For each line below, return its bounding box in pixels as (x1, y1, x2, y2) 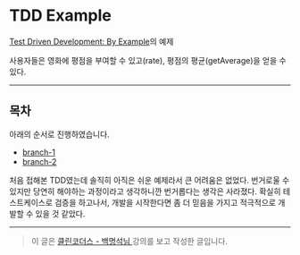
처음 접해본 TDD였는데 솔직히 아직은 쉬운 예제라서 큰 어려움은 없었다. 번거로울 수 (9, 174, 290, 185)
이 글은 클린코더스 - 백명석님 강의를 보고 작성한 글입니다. (30, 235, 228, 246)
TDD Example (9, 5, 112, 26)
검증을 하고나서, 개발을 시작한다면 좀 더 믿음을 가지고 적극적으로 (54, 197, 277, 208)
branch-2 (21, 156, 57, 166)
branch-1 (21, 147, 56, 157)
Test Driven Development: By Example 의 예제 (9, 36, 174, 47)
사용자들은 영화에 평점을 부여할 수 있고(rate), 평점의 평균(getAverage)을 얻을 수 (9, 55, 287, 65)
